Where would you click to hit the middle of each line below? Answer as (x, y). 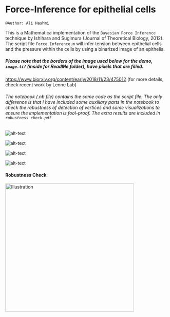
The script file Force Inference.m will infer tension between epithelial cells (83, 43)
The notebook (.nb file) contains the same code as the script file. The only (84, 97)
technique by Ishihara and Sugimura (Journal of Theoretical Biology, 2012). (85, 38)
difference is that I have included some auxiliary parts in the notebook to (82, 102)
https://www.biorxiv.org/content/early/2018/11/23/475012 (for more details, (84, 79)
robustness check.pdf (29, 118)
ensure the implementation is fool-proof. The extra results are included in (83, 113)
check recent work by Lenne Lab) (41, 85)
